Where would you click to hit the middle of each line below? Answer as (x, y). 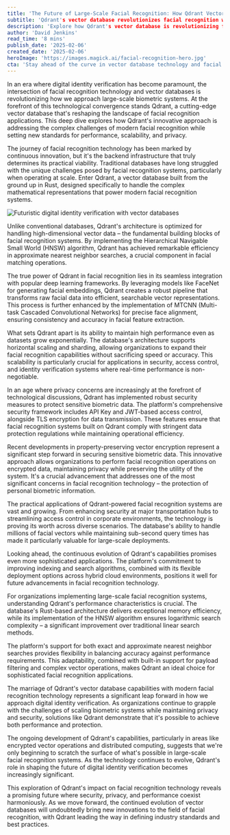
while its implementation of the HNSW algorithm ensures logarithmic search (114, 618)
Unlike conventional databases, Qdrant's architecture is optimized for (105, 226)
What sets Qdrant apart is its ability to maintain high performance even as (111, 333)
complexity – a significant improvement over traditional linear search (103, 625)
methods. (21, 633)
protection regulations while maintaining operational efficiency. (96, 434)
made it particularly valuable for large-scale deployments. (89, 540)
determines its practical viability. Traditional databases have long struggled (113, 163)
